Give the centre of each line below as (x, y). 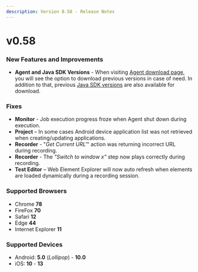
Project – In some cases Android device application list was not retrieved (103, 132)
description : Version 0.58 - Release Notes (61, 12)
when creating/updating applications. (60, 138)
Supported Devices (35, 244)
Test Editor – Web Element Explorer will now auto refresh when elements (103, 170)
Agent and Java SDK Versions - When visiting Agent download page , (100, 72)
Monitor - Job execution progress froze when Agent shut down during (100, 119)
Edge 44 (25, 223)
